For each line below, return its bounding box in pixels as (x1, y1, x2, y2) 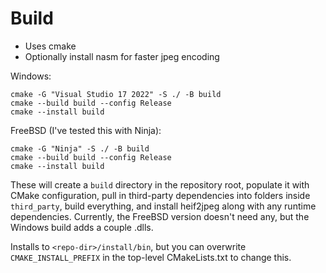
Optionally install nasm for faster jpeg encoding (24, 50, 220, 62)
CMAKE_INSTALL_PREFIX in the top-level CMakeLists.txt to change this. (10, 251, 292, 263)
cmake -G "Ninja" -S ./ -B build (10, 143, 150, 154)
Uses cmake (24, 40, 77, 52)
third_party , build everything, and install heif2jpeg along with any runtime (10, 200, 317, 212)
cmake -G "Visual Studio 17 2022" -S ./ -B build (10, 89, 222, 99)
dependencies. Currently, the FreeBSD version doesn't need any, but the (10, 210, 310, 222)
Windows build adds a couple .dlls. (10, 221, 154, 233)
